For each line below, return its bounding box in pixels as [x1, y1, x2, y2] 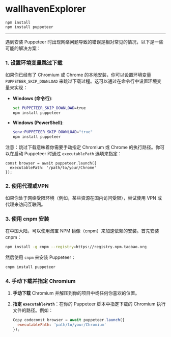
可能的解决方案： [5, 45, 41, 51]
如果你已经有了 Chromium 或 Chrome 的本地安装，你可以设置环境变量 [5, 72, 152, 78]
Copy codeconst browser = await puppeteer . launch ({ [12, 318, 125, 323]
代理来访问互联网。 [5, 201, 46, 207]
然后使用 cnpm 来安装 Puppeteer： [5, 254, 76, 260]
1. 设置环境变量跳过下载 [5, 59, 63, 66]
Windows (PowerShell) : [12, 119, 64, 126]
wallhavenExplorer [5, 3, 87, 15]
